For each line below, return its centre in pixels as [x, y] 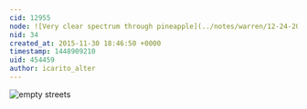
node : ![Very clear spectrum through [81, 26]
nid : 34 [24, 35]
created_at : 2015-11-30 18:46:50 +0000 [85, 43]
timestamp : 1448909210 [53, 52]
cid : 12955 [30, 18]
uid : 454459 [32, 60]
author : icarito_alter [53, 69]
